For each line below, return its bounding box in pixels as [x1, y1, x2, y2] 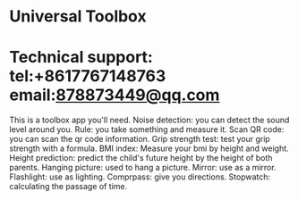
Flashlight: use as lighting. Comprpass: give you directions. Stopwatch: [9, 171, 271, 182]
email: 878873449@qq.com [9, 85, 220, 105]
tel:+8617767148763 [9, 66, 166, 87]
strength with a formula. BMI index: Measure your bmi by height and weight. [9, 143, 289, 154]
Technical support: [9, 47, 154, 68]
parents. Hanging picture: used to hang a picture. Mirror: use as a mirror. [9, 162, 277, 173]
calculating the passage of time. [9, 181, 128, 192]
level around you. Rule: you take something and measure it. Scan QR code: [9, 124, 285, 135]
